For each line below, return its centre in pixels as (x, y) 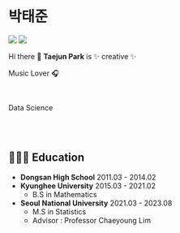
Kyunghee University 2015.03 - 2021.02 (88, 186)
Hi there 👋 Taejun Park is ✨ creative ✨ (72, 56)
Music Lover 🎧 (34, 73)
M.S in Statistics (59, 211)
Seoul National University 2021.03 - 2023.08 (96, 203)
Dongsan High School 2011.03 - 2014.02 (88, 177)
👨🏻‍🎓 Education (47, 158)
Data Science (31, 107)
